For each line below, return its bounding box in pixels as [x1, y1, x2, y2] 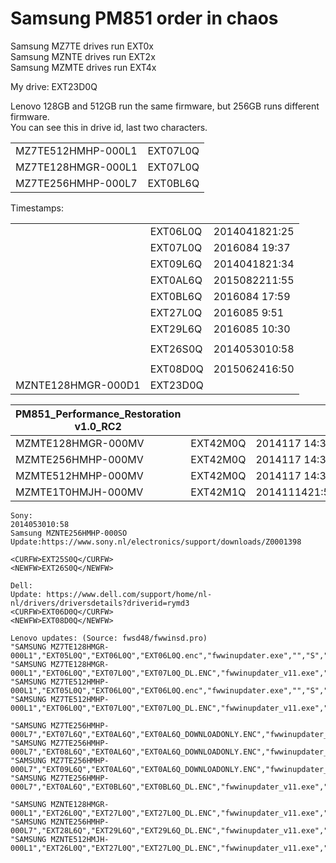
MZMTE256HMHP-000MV [15, 452, 144, 466]
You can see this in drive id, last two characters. [10, 121, 208, 133]
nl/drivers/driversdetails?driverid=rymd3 [10, 598, 190, 608]
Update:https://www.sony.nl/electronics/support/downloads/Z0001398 [10, 537, 302, 547]
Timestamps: [10, 202, 65, 214]
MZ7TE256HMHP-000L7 [15, 176, 138, 190]
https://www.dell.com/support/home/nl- [46, 589, 213, 599]
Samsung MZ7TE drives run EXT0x [10, 40, 154, 52]
